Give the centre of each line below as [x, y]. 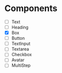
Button [18, 38]
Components [31, 8]
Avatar [18, 60]
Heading [20, 27]
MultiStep [21, 65]
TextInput [21, 44]
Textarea [20, 49]
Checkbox [22, 55]
